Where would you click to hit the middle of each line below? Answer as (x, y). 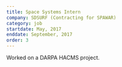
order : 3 (17, 40)
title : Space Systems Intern (44, 12)
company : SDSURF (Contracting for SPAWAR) (61, 18)
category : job (25, 23)
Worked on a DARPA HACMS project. (53, 58)
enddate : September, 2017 (39, 35)
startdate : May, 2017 (34, 29)
